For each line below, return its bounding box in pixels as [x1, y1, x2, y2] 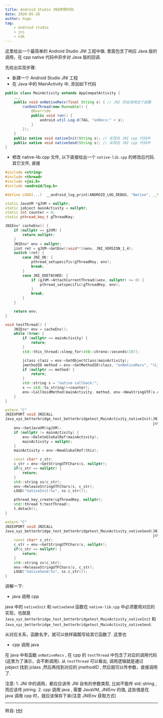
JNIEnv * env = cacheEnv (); [14, 326, 68, 332]
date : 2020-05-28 [5, 12, 40, 17]
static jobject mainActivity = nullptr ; [5, 205, 88, 210]
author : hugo [5, 16, 32, 21]
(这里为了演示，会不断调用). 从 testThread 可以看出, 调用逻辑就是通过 [5, 658, 144, 664]
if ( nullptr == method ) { [22, 367, 75, 372]
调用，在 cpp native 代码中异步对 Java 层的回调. [5, 54, 101, 60]
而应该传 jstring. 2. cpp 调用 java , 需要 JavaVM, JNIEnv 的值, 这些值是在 [5, 687, 149, 693]
